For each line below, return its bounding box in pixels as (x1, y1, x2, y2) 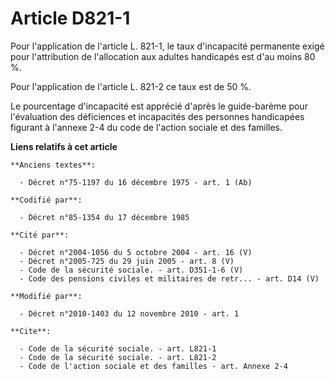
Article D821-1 (10, 7, 131, 30)
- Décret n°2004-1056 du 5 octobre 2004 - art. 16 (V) (19, 247, 253, 257)
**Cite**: (10, 326, 52, 336)
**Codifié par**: (10, 195, 83, 205)
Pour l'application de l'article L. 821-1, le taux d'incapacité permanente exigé (10, 40, 325, 52)
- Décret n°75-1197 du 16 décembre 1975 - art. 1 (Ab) (19, 177, 253, 187)
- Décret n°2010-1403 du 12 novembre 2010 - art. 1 (19, 308, 240, 319)
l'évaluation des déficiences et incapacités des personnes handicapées (10, 110, 305, 122)
